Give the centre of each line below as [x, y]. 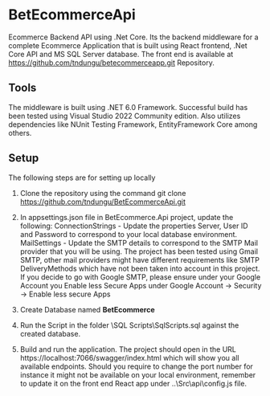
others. [20, 133]
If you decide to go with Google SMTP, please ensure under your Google [140, 277]
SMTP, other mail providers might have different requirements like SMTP [139, 259]
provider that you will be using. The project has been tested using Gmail [139, 251]
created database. [50, 333]
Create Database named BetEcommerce [87, 309]
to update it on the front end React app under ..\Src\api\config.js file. [133, 383]
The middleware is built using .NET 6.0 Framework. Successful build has [128, 107]
